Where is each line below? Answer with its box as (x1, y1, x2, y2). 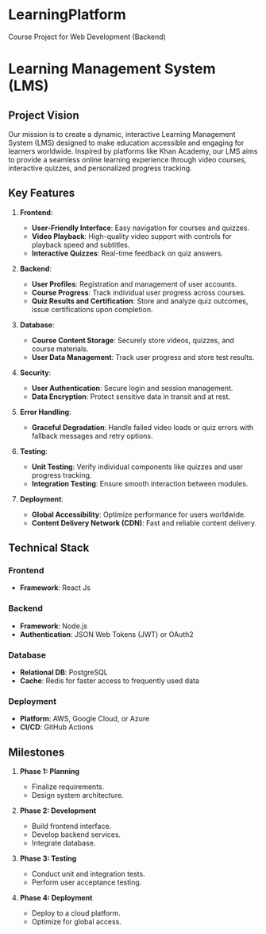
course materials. (31, 344, 89, 354)
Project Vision (8, 108, 79, 122)
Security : (19, 368, 52, 377)
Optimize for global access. (31, 917, 121, 927)
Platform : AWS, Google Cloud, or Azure (19, 714, 150, 724)
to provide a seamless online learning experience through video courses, (8, 154, 247, 164)
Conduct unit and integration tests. (31, 870, 145, 879)
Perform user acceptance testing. (31, 877, 142, 887)
